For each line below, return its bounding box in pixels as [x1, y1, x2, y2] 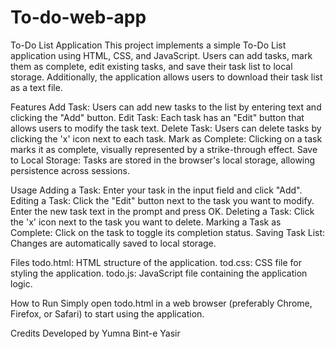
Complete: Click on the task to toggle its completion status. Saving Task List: [10, 226, 326, 238]
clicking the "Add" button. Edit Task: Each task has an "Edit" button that [10, 111, 305, 123]
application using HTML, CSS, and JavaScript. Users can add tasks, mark [10, 49, 313, 61]
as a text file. [10, 81, 63, 93]
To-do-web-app [10, 6, 147, 29]
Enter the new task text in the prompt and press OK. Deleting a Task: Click [10, 205, 315, 217]
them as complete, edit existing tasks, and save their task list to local [10, 60, 293, 72]
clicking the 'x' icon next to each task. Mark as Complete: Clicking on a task [10, 132, 323, 145]
